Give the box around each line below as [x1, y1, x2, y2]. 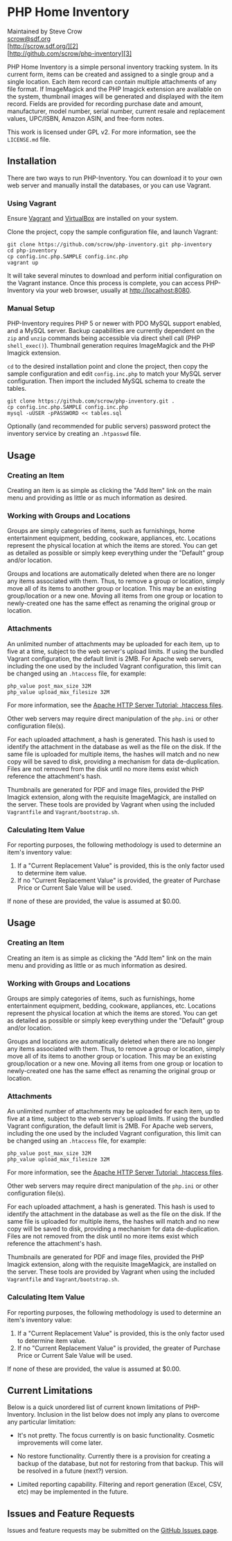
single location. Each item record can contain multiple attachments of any [7, 77, 217, 85]
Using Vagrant [7, 199, 57, 208]
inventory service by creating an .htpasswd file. [7, 430, 141, 438]
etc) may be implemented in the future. [17, 1488, 129, 1496]
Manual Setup [7, 303, 55, 313]
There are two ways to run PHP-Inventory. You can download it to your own [7, 174, 223, 182]
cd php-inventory [7, 247, 57, 254]
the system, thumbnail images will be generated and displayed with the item [7, 92, 224, 101]
